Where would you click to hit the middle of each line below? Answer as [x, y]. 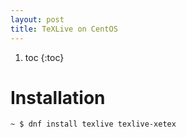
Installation [58, 97]
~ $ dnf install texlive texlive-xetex [93, 124]
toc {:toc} [44, 57]
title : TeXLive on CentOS [64, 29]
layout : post [37, 19]
